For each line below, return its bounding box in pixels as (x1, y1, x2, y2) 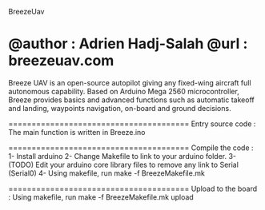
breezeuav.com (8, 52, 114, 70)
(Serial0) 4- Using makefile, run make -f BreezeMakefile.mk (8, 168, 206, 178)
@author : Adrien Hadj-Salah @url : (8, 35, 248, 53)
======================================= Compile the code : (8, 143, 254, 153)
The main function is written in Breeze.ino (8, 127, 146, 137)
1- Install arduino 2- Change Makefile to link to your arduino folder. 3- (8, 151, 236, 160)
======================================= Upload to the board (8, 184, 258, 193)
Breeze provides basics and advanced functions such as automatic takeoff (8, 95, 255, 105)
